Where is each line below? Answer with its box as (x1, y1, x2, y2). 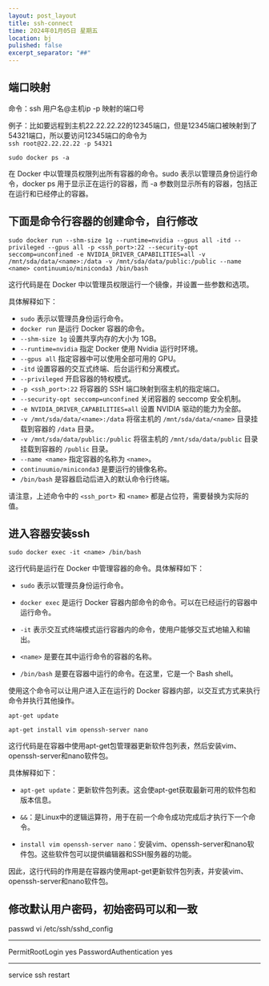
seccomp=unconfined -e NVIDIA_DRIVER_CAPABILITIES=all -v (8, 250, 206, 258)
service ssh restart (8, 970, 70, 980)
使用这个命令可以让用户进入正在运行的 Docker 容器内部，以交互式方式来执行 (8, 686, 261, 696)
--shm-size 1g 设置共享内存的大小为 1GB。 (19, 334, 162, 343)
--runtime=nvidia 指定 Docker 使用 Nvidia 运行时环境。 (19, 343, 203, 353)
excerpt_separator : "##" (8, 49, 91, 57)
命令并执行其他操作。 (8, 696, 78, 706)
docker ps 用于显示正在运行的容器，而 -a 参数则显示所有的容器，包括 (22, 178, 251, 189)
